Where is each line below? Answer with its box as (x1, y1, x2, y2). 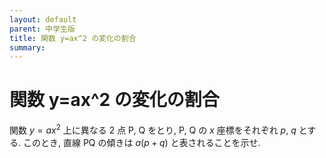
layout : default (9, 14, 77, 25)
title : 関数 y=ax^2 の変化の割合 (9, 33, 137, 43)
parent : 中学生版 (9, 24, 76, 34)
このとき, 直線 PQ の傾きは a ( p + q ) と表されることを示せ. (22, 136, 261, 148)
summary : (9, 42, 46, 53)
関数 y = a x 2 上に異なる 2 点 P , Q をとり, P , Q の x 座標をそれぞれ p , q (9, 122, 297, 136)
